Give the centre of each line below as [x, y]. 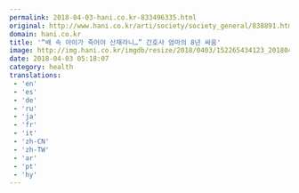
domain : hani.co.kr [45, 34]
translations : [36, 76]
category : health [41, 68]
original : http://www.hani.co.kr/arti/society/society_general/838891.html [153, 26]
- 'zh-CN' [31, 141]
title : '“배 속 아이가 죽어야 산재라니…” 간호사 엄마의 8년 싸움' [115, 42]
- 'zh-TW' [31, 149]
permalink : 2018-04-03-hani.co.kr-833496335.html [103, 17]
